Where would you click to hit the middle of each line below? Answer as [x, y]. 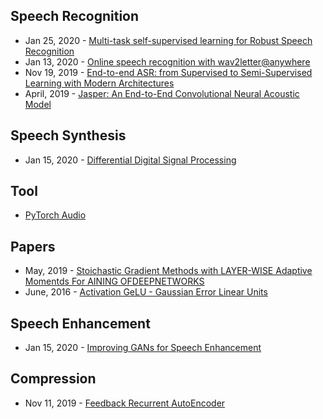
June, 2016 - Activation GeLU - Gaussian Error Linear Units [146, 292]
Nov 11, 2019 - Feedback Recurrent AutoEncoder [125, 403]
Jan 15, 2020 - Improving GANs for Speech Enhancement [143, 348]
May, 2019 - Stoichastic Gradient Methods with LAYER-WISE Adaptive [168, 271]
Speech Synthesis [68, 135]
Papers [33, 246]
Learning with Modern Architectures [99, 83]
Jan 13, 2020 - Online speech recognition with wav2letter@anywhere [167, 61]
